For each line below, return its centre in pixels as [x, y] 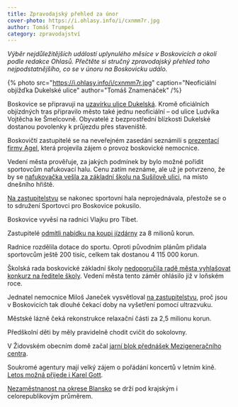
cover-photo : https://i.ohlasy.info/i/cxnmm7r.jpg [84, 21]
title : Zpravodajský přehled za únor [63, 14]
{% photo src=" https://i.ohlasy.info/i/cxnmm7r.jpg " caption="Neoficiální [112, 83]
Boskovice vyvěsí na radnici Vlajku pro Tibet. [73, 219]
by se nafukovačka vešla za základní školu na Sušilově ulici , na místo [108, 177]
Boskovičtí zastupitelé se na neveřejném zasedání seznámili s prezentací [113, 141]
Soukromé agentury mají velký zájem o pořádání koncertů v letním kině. [112, 367]
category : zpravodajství [44, 34]
